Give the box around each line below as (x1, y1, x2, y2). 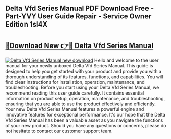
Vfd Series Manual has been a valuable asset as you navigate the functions (5, 117, 163, 123)
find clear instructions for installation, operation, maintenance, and (5, 79, 145, 85)
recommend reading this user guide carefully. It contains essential (5, 90, 144, 96)
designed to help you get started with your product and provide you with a (5, 68, 162, 74)
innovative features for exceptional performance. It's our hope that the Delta (5, 112, 166, 118)
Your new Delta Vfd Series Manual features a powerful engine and (5, 106, 144, 112)
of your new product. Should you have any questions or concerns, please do (5, 123, 166, 128)
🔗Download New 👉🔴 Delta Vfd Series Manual (5, 41, 154, 50)
